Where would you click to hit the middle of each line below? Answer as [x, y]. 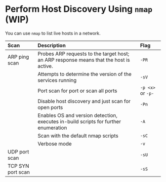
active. [45, 66]
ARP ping [18, 57]
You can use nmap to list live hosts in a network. [53, 33]
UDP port [18, 151]
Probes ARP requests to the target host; [83, 54]
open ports [50, 107]
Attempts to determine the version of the [85, 74]
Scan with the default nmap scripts [78, 136]
